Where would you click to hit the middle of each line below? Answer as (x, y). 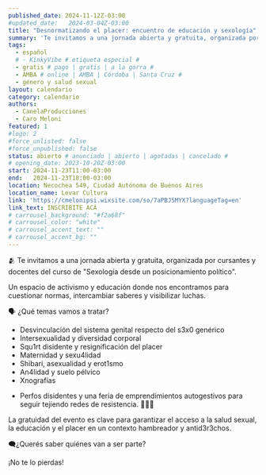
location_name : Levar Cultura (58, 193)
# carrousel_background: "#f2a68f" (67, 215)
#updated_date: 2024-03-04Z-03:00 (68, 23)
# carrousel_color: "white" (55, 222)
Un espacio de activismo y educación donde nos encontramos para (119, 287)
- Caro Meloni (38, 119)
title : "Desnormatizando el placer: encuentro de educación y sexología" (133, 30)
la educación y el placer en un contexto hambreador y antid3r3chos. (120, 428)
